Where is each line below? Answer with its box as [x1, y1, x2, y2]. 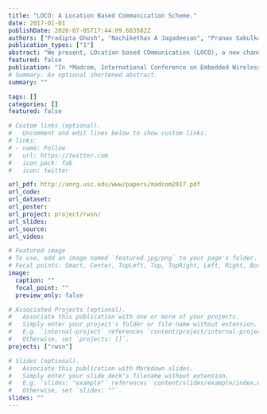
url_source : [8, 225, 48, 233]
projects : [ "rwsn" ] [8, 342, 73, 350]
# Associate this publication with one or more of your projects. [8, 313, 240, 321]
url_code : [8, 188, 41, 196]
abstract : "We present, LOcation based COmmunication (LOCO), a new [8, 49, 240, 57]
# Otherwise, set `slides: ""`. [8, 387, 123, 395]
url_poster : [8, 203, 48, 211]
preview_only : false [15, 291, 83, 299]
